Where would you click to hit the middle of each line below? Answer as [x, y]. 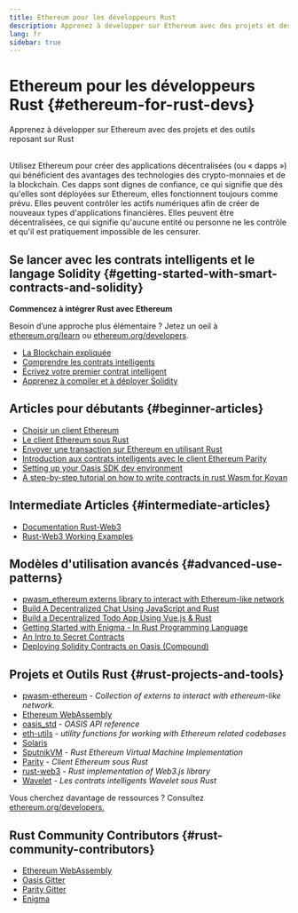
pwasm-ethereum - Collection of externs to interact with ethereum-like [151, 696]
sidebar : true [35, 42]
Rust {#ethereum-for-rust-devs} [132, 105]
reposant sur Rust [42, 139]
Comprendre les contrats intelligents [88, 362]
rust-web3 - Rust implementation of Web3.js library [116, 771]
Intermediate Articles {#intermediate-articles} [140, 506]
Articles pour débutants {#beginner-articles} [137, 409]
